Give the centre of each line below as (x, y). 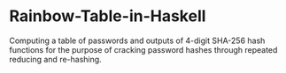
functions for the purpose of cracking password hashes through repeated (143, 49)
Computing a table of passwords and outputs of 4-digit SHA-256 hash (137, 40)
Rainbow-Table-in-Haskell (108, 16)
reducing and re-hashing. (55, 59)
